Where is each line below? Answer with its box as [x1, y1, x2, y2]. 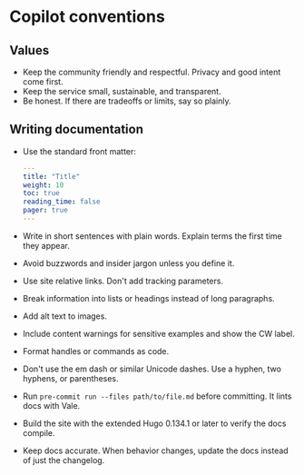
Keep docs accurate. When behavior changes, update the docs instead [22, 445, 289, 456]
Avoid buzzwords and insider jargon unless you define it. [22, 257, 235, 269]
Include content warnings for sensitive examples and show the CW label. [22, 328, 295, 339]
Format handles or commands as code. [22, 345, 170, 356]
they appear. [22, 240, 70, 251]
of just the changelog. [22, 454, 105, 465]
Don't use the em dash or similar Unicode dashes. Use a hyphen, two [22, 363, 281, 374]
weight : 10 [22, 180, 64, 190]
